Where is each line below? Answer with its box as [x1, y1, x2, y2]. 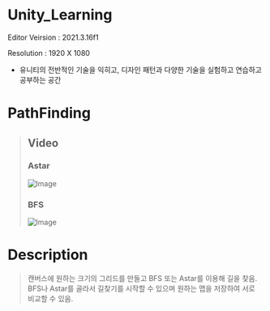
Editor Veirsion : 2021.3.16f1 [7, 32, 99, 42]
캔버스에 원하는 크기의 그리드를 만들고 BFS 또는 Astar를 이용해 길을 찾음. [27, 274, 258, 283]
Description [7, 245, 88, 264]
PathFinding [7, 104, 91, 122]
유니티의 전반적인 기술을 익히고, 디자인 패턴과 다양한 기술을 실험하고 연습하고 [19, 65, 263, 75]
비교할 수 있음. [27, 294, 74, 304]
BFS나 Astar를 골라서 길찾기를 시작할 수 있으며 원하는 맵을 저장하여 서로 [27, 283, 256, 293]
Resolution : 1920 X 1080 [7, 48, 91, 58]
